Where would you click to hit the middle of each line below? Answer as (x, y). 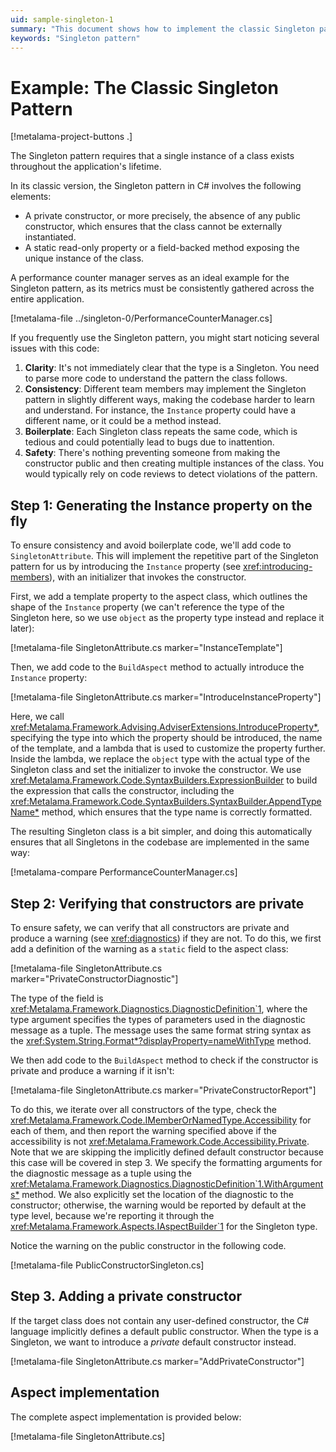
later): (22, 628)
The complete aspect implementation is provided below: (126, 1417)
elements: (31, 197)
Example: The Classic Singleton (144, 87)
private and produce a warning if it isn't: (92, 1070)
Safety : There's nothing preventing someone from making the (152, 453)
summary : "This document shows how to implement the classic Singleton (162, 29)
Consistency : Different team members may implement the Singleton (165, 389)
